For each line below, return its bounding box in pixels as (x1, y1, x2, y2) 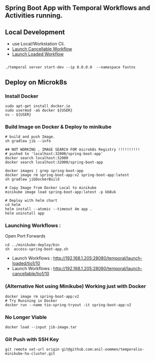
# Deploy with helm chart (5, 198, 57, 203)
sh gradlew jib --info (5, 138, 51, 144)
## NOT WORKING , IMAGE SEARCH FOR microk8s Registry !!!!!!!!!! (5, 147, 140, 152)
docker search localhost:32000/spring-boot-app (5, 160, 103, 165)
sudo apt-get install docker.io (5, 103, 70, 108)
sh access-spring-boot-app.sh (5, 247, 69, 252)
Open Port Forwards (5, 233, 46, 239)
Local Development (5, 28, 65, 36)
